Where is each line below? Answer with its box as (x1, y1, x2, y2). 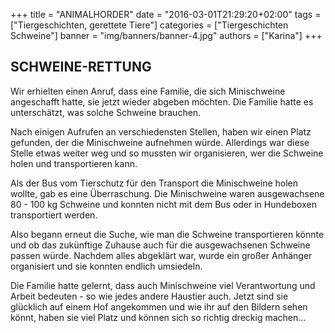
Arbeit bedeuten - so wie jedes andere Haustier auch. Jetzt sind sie (10, 290, 289, 302)
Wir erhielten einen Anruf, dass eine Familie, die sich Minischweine (10, 85, 286, 97)
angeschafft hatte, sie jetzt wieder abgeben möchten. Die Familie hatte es (10, 95, 314, 108)
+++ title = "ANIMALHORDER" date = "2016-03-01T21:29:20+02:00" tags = (10, 9, 322, 20)
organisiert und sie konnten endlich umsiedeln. (10, 260, 203, 272)
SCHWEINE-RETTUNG (10, 59, 152, 76)
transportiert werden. (10, 209, 98, 221)
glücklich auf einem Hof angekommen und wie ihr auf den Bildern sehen (10, 300, 308, 313)
